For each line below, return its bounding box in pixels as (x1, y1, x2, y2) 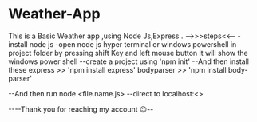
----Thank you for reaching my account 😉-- (8, 104, 154, 114)
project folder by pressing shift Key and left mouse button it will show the (8, 48, 249, 57)
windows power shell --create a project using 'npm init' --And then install (8, 57, 250, 66)
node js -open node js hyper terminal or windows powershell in (29, 39, 237, 49)
